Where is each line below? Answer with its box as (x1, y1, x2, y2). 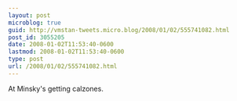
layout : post (8, 11, 51, 20)
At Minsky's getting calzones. (8, 84, 104, 93)
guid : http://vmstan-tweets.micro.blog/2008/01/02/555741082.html (8, 26, 230, 34)
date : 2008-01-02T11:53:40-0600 (8, 41, 114, 49)
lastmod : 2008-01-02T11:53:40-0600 (8, 48, 125, 56)
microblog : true (8, 19, 61, 27)
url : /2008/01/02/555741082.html (8, 63, 118, 70)
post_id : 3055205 (8, 33, 65, 41)
